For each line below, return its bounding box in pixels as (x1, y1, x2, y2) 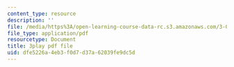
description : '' (7, 17, 54, 24)
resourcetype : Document (7, 36, 77, 43)
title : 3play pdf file (7, 43, 73, 50)
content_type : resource (7, 10, 77, 17)
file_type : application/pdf (7, 29, 89, 37)
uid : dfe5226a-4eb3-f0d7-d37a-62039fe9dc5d (7, 50, 136, 57)
